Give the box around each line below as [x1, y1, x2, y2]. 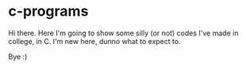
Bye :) [8, 52, 28, 61]
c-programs [8, 2, 89, 20]
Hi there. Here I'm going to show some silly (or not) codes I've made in [8, 28, 239, 38]
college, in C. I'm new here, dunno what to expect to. [8, 36, 181, 45]
